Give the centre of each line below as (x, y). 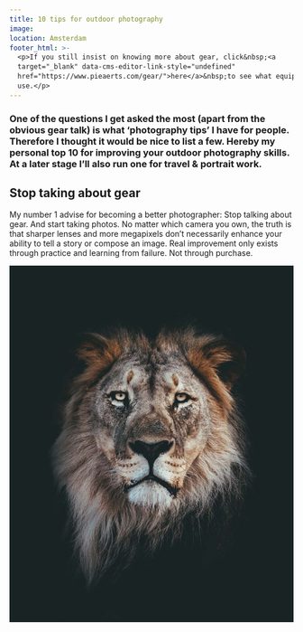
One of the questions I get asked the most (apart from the (138, 118)
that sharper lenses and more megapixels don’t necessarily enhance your (146, 234)
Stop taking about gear (75, 193)
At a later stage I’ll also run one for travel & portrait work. (136, 164)
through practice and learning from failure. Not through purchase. (131, 253)
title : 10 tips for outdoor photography (87, 19)
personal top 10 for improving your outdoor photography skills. (150, 152)
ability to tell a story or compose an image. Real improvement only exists (144, 243)
